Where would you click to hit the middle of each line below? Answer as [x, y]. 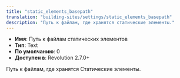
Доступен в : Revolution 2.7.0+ [52, 58]
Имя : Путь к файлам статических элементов [71, 39]
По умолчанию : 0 [37, 52]
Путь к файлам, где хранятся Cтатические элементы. [74, 69]
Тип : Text [26, 45]
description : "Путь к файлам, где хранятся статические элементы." [91, 22]
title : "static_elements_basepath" [50, 11]
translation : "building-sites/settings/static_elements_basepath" [89, 17]
